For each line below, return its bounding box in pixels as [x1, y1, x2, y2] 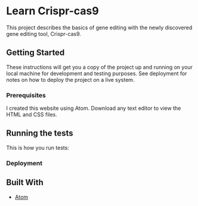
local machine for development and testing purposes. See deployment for [6, 70, 187, 77]
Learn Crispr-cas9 [6, 4, 100, 18]
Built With [6, 177, 44, 187]
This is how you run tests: [6, 144, 70, 151]
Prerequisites [6, 91, 46, 99]
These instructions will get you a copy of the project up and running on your [6, 63, 193, 70]
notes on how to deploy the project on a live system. [6, 76, 135, 83]
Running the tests [6, 128, 73, 139]
